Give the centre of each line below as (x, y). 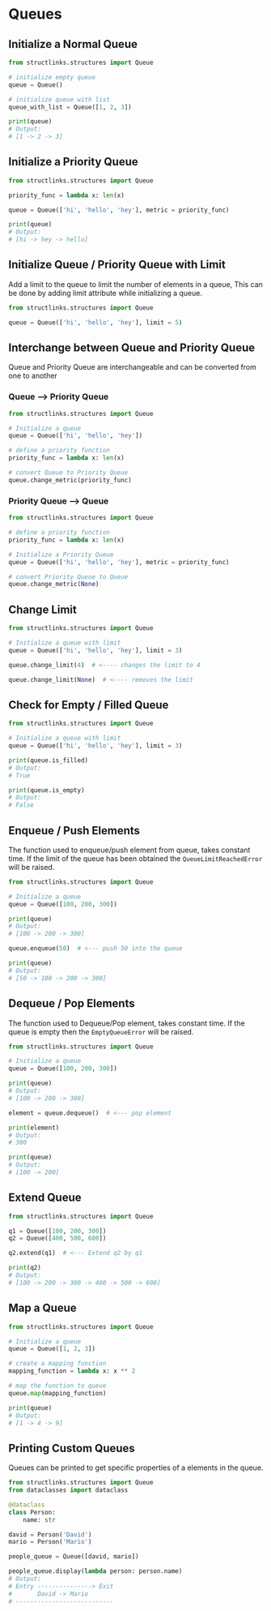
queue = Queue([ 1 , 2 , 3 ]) (52, 1349)
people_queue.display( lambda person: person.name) (95, 1571)
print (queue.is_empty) (47, 790)
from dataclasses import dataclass (68, 1490)
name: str (40, 1520)
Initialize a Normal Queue (73, 44)
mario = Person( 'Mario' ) (50, 1542)
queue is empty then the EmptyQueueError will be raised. (101, 1031)
